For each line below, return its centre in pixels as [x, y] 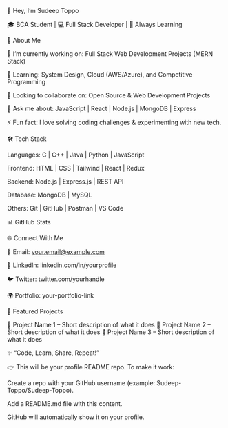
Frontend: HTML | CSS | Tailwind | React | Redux [76, 168]
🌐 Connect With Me [35, 238]
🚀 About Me [24, 40]
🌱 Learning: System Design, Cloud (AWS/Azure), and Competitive [100, 75]
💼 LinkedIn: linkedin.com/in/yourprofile [62, 265]
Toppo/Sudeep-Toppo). [40, 390]
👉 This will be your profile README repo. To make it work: [91, 367]
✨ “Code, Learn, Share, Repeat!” [53, 353]
